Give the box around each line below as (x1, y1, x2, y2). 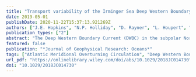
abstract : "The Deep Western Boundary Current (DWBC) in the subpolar (6, 35, 181, 41)
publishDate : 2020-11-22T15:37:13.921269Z (6, 19, 111, 25)
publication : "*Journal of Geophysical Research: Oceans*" (6, 46, 153, 52)
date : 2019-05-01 (6, 14, 48, 20)
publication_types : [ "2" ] (6, 30, 69, 36)
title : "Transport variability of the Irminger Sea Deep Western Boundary (6, 8, 192, 14)
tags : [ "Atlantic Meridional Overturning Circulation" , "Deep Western (6, 52, 181, 57)
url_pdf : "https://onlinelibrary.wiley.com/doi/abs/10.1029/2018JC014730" (6, 57, 192, 63)
